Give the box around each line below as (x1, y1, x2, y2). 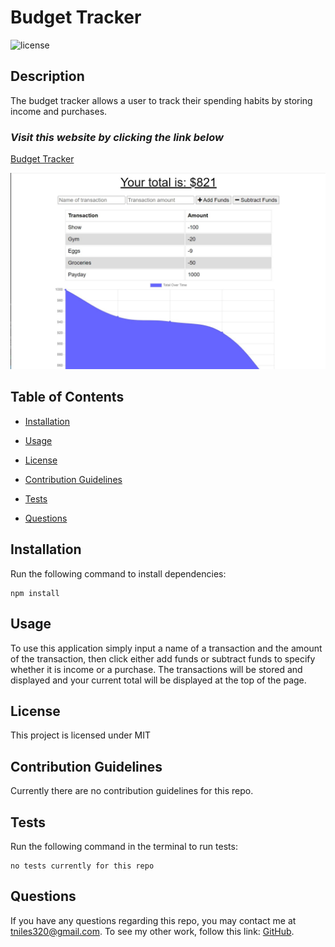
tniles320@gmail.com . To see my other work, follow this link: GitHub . (10, 925, 295, 937)
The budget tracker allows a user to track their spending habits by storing (10, 94, 313, 106)
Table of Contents (10, 389, 125, 406)
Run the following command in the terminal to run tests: (10, 840, 238, 852)
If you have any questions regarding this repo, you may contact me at (10, 914, 297, 926)
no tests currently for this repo (10, 861, 155, 871)
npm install (10, 588, 60, 598)
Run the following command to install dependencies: (10, 567, 227, 580)
